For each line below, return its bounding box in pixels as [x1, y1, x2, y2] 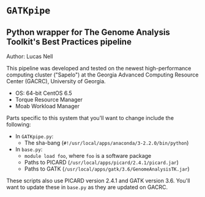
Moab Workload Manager [15, 103, 80, 110]
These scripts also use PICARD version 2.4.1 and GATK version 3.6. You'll [6, 177, 190, 184]
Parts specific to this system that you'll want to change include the [6, 114, 174, 121]
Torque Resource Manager [15, 96, 83, 103]
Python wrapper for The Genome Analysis [6, 27, 170, 37]
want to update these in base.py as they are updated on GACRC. [6, 184, 168, 191]
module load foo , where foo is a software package [24, 152, 152, 159]
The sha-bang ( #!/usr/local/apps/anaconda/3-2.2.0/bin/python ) [24, 139, 189, 146]
